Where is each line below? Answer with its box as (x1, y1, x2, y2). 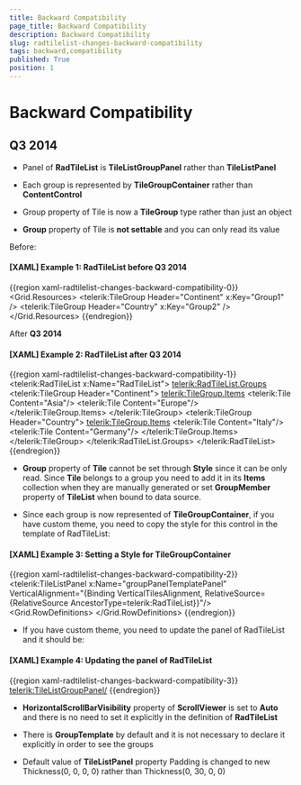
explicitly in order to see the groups (22, 738, 155, 749)
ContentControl (22, 188, 83, 199)
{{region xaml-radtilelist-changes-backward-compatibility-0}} (9, 282, 239, 293)
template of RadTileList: (22, 528, 111, 539)
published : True (9, 55, 70, 64)
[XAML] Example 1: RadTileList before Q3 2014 (9, 262, 187, 273)
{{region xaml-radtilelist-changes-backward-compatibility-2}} (9, 569, 238, 580)
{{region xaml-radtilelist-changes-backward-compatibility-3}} (9, 675, 239, 686)
